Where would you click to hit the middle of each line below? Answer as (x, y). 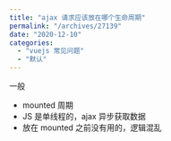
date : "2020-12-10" (46, 34)
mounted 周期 (48, 105)
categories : (31, 43)
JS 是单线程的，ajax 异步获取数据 (84, 116)
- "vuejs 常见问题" (51, 51)
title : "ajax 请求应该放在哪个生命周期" (77, 18)
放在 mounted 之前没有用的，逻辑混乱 (92, 128)
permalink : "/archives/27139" (66, 26)
